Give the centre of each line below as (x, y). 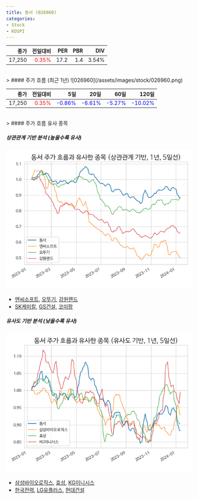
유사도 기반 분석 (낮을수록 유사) (42, 321)
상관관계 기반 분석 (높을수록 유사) (44, 138)
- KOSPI (16, 31)
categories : (21, 19)
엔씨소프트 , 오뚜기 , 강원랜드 (46, 299)
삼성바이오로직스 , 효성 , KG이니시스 (55, 483)
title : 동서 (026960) (32, 12)
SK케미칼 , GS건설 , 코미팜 (44, 306)
